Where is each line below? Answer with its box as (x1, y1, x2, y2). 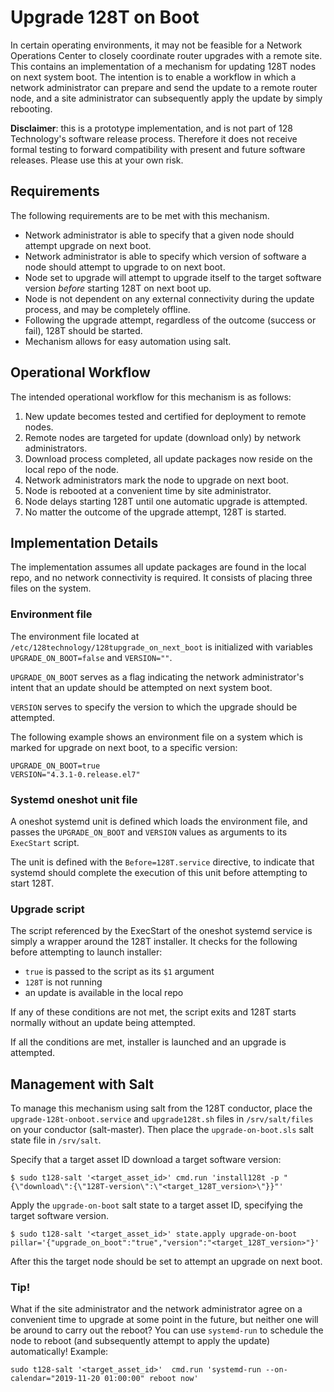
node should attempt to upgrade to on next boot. (24, 261, 226, 273)
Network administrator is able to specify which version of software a (24, 250, 307, 262)
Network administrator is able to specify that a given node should (24, 229, 295, 241)
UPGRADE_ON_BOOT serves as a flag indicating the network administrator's (10, 671, 305, 683)
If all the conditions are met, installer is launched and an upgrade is (10, 1036, 287, 1048)
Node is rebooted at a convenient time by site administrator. (24, 484, 272, 496)
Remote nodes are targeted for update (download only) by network (24, 431, 302, 443)
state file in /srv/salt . (10, 1134, 102, 1146)
